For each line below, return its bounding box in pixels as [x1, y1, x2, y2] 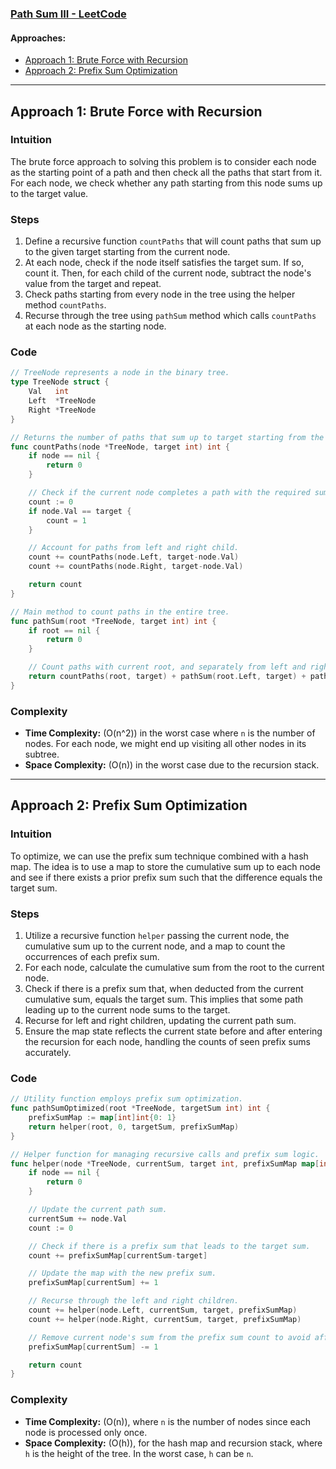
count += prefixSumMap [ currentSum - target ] [28, 1250, 208, 1261]
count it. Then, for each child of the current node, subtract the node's [24, 267, 312, 279]
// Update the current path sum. [28, 1205, 168, 1215]
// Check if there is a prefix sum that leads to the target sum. [28, 1241, 311, 1251]
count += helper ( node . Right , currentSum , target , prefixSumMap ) [28, 1314, 302, 1324]
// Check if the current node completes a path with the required [28, 488, 311, 498]
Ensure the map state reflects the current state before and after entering [24, 1025, 323, 1037]
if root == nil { [28, 625, 101, 636]
